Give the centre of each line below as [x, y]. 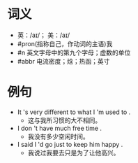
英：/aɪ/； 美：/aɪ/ [44, 35]
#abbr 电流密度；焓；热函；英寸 [63, 61]
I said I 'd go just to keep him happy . [70, 144]
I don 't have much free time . [60, 128]
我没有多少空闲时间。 [58, 136]
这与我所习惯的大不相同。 [64, 120]
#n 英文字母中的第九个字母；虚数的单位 [74, 52]
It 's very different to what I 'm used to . [74, 112]
